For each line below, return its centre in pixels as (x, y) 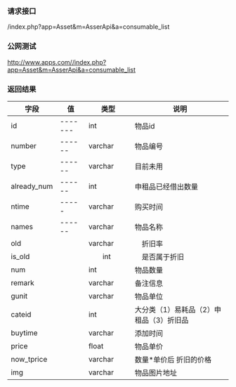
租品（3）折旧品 (162, 320)
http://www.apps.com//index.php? (57, 62)
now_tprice (29, 359)
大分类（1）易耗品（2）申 (178, 309)
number (24, 145)
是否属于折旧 (163, 256)
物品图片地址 (156, 372)
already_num (32, 186)
